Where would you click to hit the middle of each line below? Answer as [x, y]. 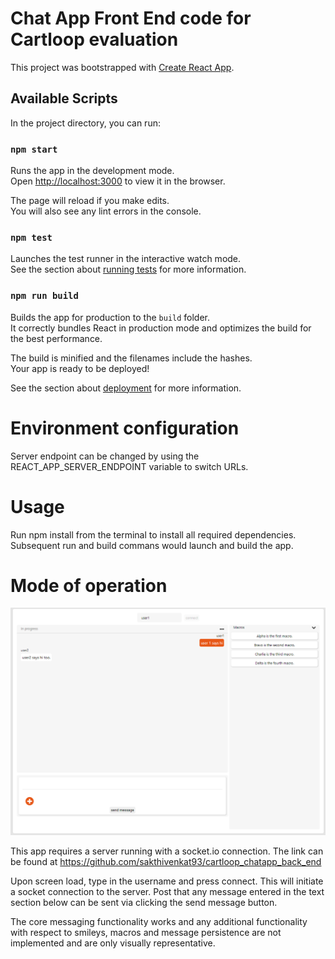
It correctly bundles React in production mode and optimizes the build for [161, 328]
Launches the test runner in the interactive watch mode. [126, 259]
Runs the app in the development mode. [92, 171]
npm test [31, 237]
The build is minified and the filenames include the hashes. [131, 358]
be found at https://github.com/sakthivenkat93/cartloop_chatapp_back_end [166, 862]
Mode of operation [89, 585]
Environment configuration [125, 428]
